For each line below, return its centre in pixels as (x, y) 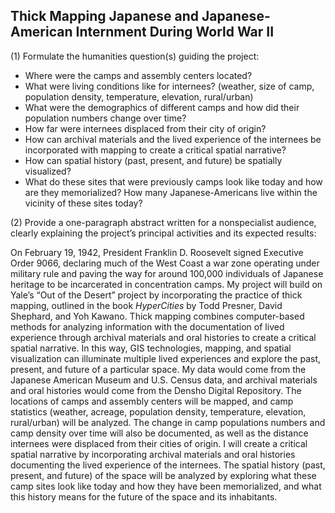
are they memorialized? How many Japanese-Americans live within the (171, 192)
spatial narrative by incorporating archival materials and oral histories (153, 454)
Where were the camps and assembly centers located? (138, 75)
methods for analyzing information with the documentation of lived (147, 326)
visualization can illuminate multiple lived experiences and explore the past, (166, 358)
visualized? (48, 171)
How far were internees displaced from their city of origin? (145, 128)
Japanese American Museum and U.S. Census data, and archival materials (164, 380)
